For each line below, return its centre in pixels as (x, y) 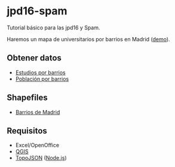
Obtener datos (34, 58)
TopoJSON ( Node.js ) (41, 158)
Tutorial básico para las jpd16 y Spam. (53, 28)
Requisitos (27, 131)
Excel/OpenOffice (37, 145)
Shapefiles (27, 98)
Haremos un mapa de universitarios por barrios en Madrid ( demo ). (88, 39)
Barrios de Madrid (38, 112)
